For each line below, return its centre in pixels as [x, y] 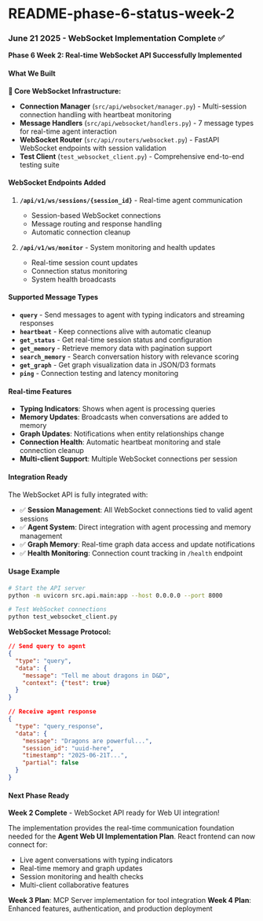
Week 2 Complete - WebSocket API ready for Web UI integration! [114, 813]
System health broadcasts [73, 279]
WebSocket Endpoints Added [57, 182]
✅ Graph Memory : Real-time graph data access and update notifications [137, 544]
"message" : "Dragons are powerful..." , [88, 741]
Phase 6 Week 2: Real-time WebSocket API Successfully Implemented [125, 55]
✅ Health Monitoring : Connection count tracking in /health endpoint [131, 553]
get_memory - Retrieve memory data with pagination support [116, 348]
